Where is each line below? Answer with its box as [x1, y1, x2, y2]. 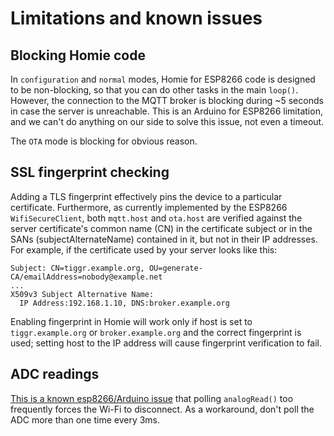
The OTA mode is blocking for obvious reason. [10, 135, 198, 147]
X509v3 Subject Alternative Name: [10, 289, 155, 299]
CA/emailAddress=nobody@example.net [10, 272, 163, 282]
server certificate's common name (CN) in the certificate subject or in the [10, 222, 313, 234]
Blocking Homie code [10, 47, 146, 64]
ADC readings [10, 366, 100, 383]
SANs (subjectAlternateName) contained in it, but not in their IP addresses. [10, 233, 318, 245]
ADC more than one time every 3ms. [10, 413, 161, 426]
